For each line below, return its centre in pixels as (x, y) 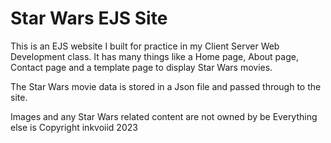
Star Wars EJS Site (89, 18)
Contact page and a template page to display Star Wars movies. (141, 67)
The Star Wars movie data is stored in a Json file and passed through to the (166, 86)
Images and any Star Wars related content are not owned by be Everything (164, 116)
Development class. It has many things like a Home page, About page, (154, 56)
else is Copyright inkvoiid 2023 (74, 127)
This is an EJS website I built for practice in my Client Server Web (145, 46)
